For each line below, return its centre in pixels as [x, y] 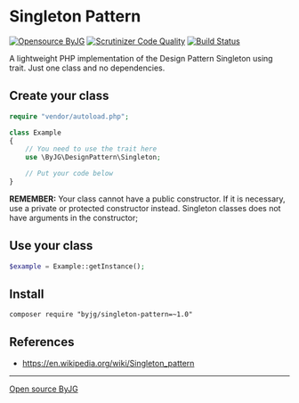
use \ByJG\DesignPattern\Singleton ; [93, 158]
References [42, 342]
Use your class [51, 246]
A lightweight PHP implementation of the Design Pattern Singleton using [141, 58]
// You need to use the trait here [91, 149]
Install [27, 294]
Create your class [59, 96]
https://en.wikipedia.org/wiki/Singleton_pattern [108, 364]
